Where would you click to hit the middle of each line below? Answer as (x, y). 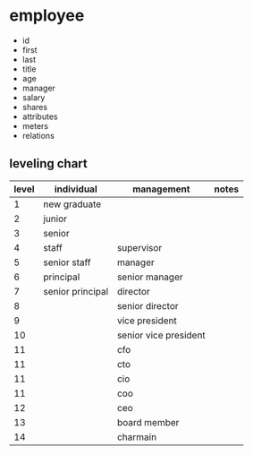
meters (35, 125)
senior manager (150, 277)
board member (148, 422)
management (161, 189)
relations (38, 135)
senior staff (67, 262)
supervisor (139, 247)
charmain (137, 437)
